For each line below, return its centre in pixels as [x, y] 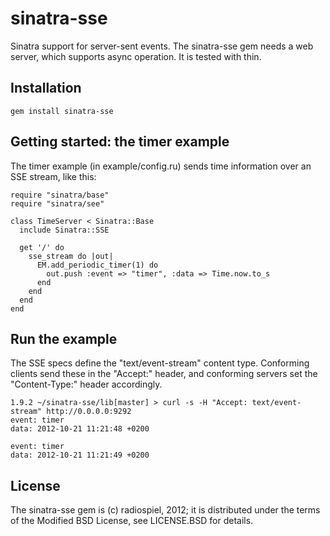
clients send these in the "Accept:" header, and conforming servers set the [164, 374]
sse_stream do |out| [71, 256]
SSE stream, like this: [53, 176]
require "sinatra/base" [60, 195]
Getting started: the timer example [120, 142]
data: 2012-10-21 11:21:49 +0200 [80, 455]
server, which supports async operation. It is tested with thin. [136, 56]
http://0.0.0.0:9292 [89, 412]
